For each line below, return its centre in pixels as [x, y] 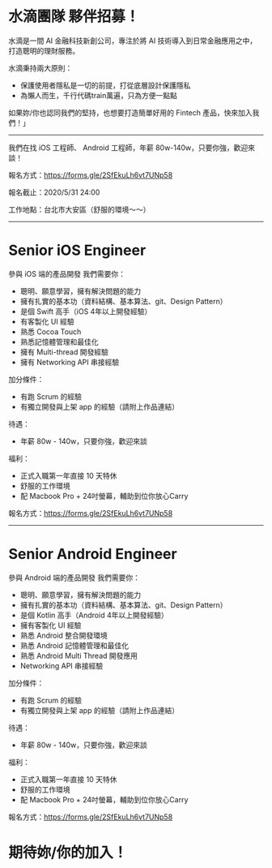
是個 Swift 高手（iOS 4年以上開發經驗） [86, 311]
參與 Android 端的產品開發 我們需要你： [74, 578]
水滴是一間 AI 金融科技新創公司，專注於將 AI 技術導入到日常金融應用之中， [133, 41]
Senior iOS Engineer [77, 250]
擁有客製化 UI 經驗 [51, 625]
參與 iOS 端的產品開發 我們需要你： [67, 273]
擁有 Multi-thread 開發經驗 [64, 352]
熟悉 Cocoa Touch [51, 331]
